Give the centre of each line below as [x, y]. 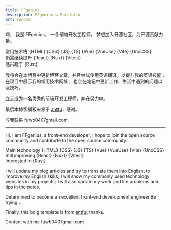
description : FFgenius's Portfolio [43, 15]
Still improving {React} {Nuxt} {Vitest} [45, 156]
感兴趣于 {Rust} [22, 64]
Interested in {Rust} [26, 161]
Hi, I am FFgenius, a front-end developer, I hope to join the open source [80, 135]
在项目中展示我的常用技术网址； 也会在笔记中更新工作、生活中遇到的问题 [82, 81]
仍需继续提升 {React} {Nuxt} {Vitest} [43, 58]
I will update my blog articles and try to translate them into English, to [78, 171]
